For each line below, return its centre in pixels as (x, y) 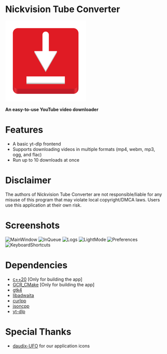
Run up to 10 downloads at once (46, 160)
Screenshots (33, 225)
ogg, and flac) (27, 155)
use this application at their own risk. (43, 205)
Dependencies (36, 265)
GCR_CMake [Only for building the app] (53, 284)
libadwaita (23, 295)
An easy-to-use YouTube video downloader (52, 109)
